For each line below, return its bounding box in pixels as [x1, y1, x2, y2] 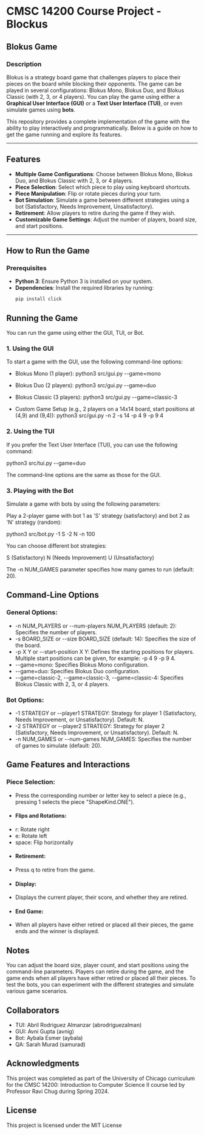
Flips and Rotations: [15, 812, 67, 820]
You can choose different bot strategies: [6, 542, 107, 550]
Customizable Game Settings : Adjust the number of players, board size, [15, 215, 197, 223]
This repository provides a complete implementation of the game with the [6, 118, 190, 125]
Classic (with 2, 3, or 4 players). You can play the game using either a [6, 93, 180, 100]
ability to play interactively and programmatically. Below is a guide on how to [6, 124, 198, 132]
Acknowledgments [6, 1058, 80, 1069]
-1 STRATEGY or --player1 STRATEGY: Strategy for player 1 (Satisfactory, [15, 709, 197, 717]
